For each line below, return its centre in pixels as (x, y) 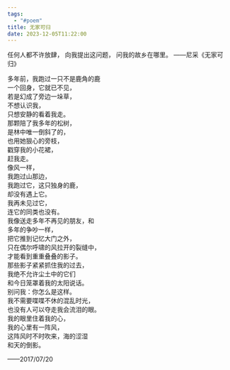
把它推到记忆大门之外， (41, 239)
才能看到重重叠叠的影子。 (45, 256)
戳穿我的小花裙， (32, 150)
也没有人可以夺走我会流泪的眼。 (54, 310)
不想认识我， (26, 105)
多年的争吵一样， (32, 230)
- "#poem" (28, 21)
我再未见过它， (29, 203)
